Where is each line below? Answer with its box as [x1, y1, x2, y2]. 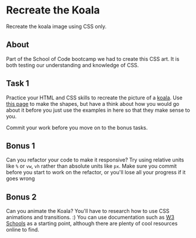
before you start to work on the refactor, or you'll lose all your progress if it [6, 169, 186, 176]
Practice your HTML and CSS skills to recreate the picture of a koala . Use [6, 94, 183, 101]
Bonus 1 [6, 141, 35, 151]
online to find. [6, 226, 40, 233]
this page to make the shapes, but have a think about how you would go [6, 100, 180, 107]
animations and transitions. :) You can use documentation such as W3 [6, 214, 174, 221]
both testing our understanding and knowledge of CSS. [6, 61, 139, 68]
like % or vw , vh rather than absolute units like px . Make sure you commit [6, 163, 177, 170]
